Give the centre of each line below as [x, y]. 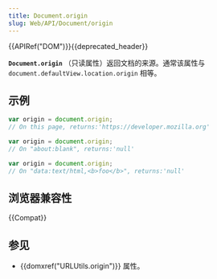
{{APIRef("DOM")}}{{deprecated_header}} [78, 46]
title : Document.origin [48, 16]
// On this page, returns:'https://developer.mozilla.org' [109, 127]
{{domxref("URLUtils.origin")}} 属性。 [82, 266]
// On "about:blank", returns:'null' [72, 149]
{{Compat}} [27, 218]
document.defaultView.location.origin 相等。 [85, 72]
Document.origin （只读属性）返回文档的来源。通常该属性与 [107, 63]
